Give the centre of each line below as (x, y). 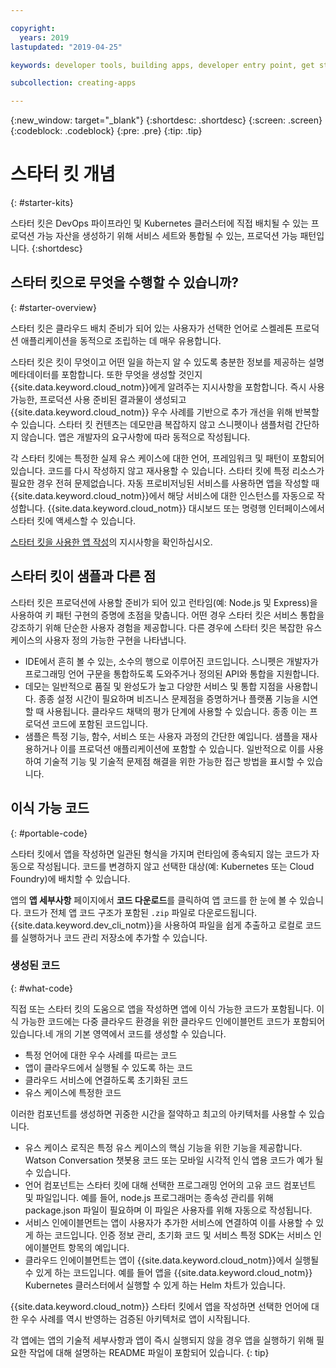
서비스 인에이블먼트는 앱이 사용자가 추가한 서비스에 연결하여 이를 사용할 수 (169, 1222)
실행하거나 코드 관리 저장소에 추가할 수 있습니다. (114, 937)
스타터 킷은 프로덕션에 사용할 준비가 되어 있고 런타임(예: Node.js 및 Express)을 (164, 602)
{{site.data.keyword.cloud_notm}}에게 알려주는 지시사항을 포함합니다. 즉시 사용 (167, 387)
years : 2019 (44, 37)
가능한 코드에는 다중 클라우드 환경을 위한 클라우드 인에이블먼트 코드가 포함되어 (173, 1021)
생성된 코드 (35, 966)
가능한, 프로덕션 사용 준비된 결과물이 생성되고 (98, 399)
